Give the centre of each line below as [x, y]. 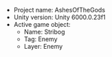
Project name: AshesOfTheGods [59, 10]
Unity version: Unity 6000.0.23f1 [59, 17]
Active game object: [42, 24]
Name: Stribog [44, 32]
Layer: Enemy [43, 46]
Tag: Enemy [41, 39]
